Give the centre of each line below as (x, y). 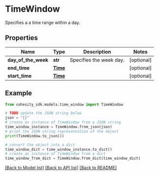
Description (97, 51)
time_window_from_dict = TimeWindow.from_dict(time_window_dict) (73, 158)
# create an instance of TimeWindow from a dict (55, 154)
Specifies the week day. (97, 60)
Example (19, 93)
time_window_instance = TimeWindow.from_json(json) (59, 127)
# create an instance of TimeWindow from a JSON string (63, 122)
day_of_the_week (28, 60)
